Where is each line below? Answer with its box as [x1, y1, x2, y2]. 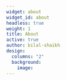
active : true [6, 37, 39, 43]
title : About [6, 31, 39, 37]
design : [6, 48, 26, 54]
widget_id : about [6, 14, 50, 20]
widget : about [6, 8, 42, 15]
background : [11, 59, 42, 65]
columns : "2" [11, 54, 44, 60]
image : [17, 64, 34, 71]
